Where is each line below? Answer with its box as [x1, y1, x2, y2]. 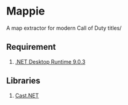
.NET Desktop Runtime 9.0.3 [14, 58, 86, 65]
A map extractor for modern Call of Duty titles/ [6, 24, 122, 32]
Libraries [6, 76, 40, 86]
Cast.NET [14, 92, 39, 99]
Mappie [6, 4, 45, 18]
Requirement [6, 42, 56, 52]
